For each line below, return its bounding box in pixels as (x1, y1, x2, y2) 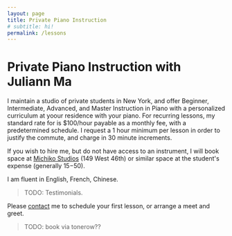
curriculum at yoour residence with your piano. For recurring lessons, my (7, 111, 215, 120)
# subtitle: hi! (7, 23, 54, 30)
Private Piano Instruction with (7, 60, 181, 75)
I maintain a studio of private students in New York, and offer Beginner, (7, 97, 209, 105)
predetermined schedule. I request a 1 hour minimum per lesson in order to (7, 126, 220, 135)
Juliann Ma (7, 74, 73, 90)
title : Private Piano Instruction (7, 17, 107, 24)
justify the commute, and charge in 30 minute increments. (7, 134, 172, 142)
